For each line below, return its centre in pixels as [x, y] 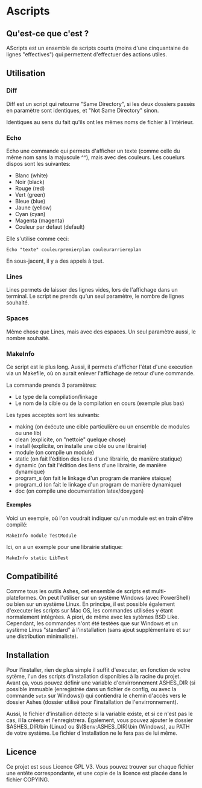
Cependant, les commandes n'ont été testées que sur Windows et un [92, 623]
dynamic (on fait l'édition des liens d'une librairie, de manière [91, 465]
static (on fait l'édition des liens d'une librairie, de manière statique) [99, 459]
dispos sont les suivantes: [39, 163]
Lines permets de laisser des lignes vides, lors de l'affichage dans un [92, 290]
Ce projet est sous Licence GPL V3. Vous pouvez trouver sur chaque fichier [100, 766]
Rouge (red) [30, 188]
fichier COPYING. [28, 780]
